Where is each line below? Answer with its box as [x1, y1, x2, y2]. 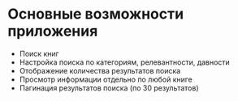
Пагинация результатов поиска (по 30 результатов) [19, 82, 200, 93]
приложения [7, 22, 98, 40]
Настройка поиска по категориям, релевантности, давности [19, 57, 231, 67]
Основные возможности [7, 5, 184, 23]
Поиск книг [19, 48, 59, 58]
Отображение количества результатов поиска [19, 65, 181, 75]
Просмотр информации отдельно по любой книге [19, 74, 193, 84]
